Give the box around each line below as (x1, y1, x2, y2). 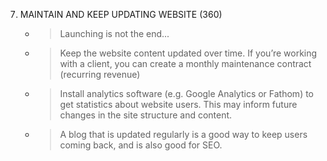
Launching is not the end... (59, 28, 170, 39)
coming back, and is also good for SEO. (59, 139, 223, 151)
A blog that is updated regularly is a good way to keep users (59, 129, 308, 140)
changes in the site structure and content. (59, 109, 233, 121)
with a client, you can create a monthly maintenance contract (59, 58, 312, 69)
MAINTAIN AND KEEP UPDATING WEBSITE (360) (19, 9, 223, 20)
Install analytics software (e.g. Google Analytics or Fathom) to (59, 88, 315, 99)
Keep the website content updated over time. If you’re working (59, 47, 318, 59)
